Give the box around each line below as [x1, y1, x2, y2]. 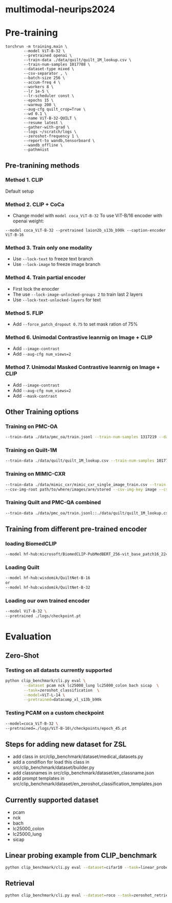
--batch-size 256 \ [24, 75, 66, 80]
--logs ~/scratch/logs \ [24, 129, 77, 134]
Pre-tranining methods [5, 161, 80, 170]
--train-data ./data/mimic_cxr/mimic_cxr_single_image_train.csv [5, 482, 147, 487]
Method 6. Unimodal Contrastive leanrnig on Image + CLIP [5, 334, 153, 341]
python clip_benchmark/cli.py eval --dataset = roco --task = [5, 893, 134, 898]
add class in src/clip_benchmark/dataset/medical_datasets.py [12, 753, 143, 760]
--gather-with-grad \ [24, 125, 70, 130]
